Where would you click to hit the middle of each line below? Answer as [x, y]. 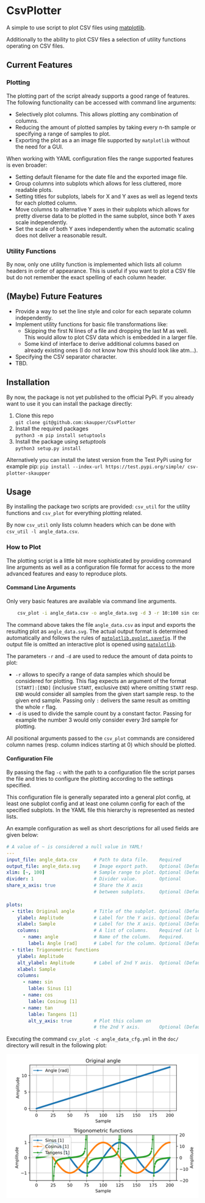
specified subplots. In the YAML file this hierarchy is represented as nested [101, 810]
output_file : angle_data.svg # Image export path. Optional [94, 866]
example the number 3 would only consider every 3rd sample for [97, 720]
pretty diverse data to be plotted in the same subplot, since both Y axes [105, 216]
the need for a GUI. [39, 147]
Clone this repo [34, 415]
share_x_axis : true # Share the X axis [75, 886]
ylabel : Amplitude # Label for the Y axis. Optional [99, 918]
